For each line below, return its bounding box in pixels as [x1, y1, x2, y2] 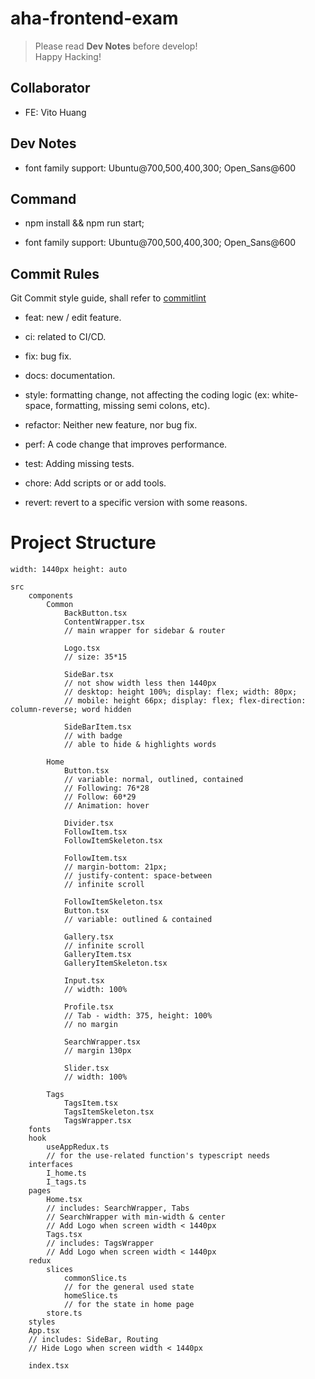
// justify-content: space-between [63, 871, 213, 881]
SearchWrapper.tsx [63, 1037, 141, 1047]
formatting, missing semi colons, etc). [54, 400, 211, 412]
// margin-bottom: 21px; [63, 862, 168, 872]
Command [10, 190, 77, 207]
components [28, 591, 74, 601]
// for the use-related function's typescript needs [46, 1151, 271, 1161]
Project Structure [10, 532, 157, 554]
